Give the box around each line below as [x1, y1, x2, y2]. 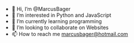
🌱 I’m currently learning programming [11, 18, 102, 24]
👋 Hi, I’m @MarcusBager [11, 6, 71, 12]
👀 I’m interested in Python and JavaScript [11, 12, 112, 19]
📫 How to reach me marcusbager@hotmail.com [11, 31, 129, 37]
